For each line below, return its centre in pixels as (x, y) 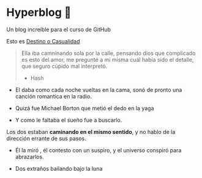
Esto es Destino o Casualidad (43, 41)
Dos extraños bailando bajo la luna (59, 168)
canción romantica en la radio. (53, 96)
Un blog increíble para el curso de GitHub (59, 29)
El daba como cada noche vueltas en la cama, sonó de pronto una (99, 90)
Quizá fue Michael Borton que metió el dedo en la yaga (84, 108)
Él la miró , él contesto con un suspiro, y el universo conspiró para (98, 150)
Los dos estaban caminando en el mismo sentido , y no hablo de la (91, 132)
